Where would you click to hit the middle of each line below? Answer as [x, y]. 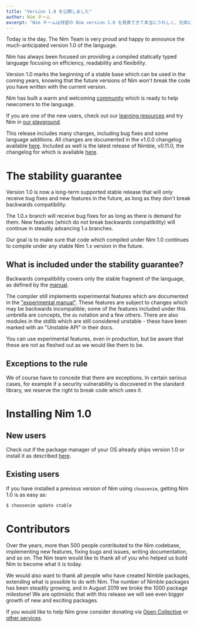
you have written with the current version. [57, 87]
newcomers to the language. [40, 105]
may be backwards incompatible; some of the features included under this [96, 309]
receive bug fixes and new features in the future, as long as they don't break [98, 198]
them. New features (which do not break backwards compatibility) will [91, 222]
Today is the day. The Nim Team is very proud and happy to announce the [95, 39]
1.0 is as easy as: [26, 494]
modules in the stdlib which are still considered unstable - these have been [97, 321]
